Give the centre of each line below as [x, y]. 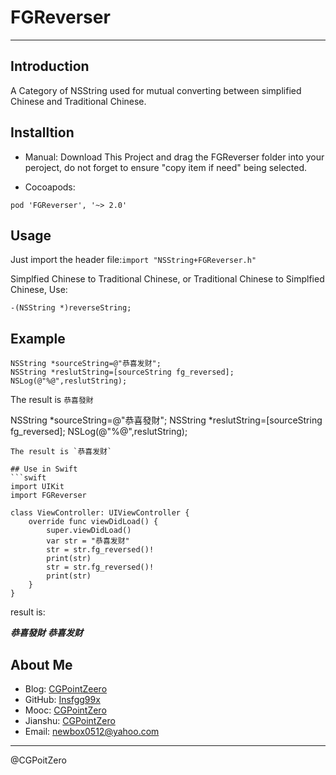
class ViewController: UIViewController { [100, 513]
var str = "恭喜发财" [88, 541]
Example [38, 338]
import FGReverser [48, 496]
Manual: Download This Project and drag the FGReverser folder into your [174, 157]
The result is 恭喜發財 [52, 400]
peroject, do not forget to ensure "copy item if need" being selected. [166, 167]
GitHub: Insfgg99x [62, 699]
